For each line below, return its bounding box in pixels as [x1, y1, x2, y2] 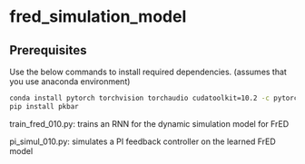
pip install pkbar [9, 101, 79, 111]
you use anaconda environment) [9, 76, 131, 87]
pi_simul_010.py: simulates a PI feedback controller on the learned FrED [9, 136, 277, 147]
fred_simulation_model [9, 6, 187, 27]
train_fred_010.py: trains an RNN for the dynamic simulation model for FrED [9, 118, 290, 129]
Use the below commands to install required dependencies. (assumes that [9, 66, 288, 77]
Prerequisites [9, 43, 87, 58]
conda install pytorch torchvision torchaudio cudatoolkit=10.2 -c [9, 93, 271, 102]
